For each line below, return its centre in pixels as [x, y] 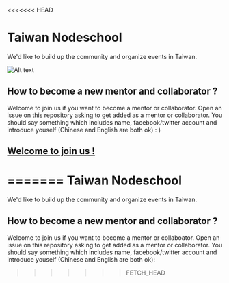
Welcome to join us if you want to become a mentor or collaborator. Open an [114, 108]
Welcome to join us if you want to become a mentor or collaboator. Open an [113, 237]
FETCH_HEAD [146, 273]
